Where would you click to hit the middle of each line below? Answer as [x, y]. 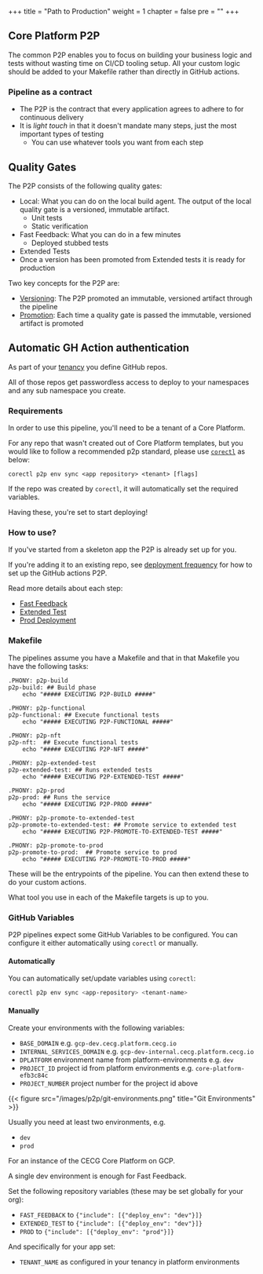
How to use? [32, 532]
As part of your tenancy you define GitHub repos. [88, 367]
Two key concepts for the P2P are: [64, 283]
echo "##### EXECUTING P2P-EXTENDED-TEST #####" [103, 776]
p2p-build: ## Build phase [52, 687]
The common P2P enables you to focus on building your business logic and [130, 55]
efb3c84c [34, 1076]
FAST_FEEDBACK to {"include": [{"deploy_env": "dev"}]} [111, 1215]
